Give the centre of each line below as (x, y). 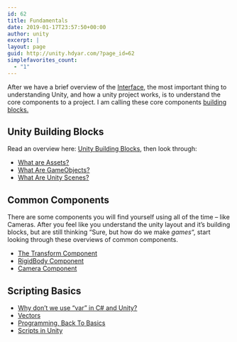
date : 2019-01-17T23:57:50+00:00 (57, 27)
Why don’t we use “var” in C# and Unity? (77, 308)
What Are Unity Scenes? (53, 177)
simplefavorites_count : (43, 60)
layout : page (27, 47)
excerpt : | (23, 40)
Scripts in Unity (40, 331)
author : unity (28, 34)
